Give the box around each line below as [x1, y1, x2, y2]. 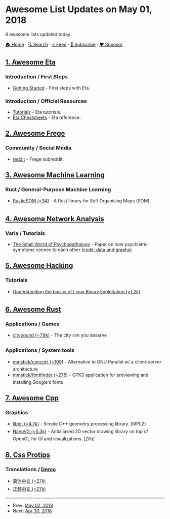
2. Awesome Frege [5, 129, 65, 138]
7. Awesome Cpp [5, 394, 59, 403]
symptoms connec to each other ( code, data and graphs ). [12, 247, 133, 253]
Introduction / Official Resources [5, 98, 87, 105]
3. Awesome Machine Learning [5, 171, 105, 179]
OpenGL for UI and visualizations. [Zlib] [12, 436, 95, 442]
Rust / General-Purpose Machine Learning [5, 186, 111, 193]
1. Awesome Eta [5, 58, 56, 67]
